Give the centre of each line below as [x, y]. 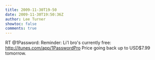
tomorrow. [16, 53]
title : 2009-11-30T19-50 [31, 10]
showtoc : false [21, 24]
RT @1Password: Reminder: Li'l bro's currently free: [58, 42]
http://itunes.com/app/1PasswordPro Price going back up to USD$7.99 [78, 48]
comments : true [21, 28]
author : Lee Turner [25, 19]
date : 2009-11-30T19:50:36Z [34, 14]
